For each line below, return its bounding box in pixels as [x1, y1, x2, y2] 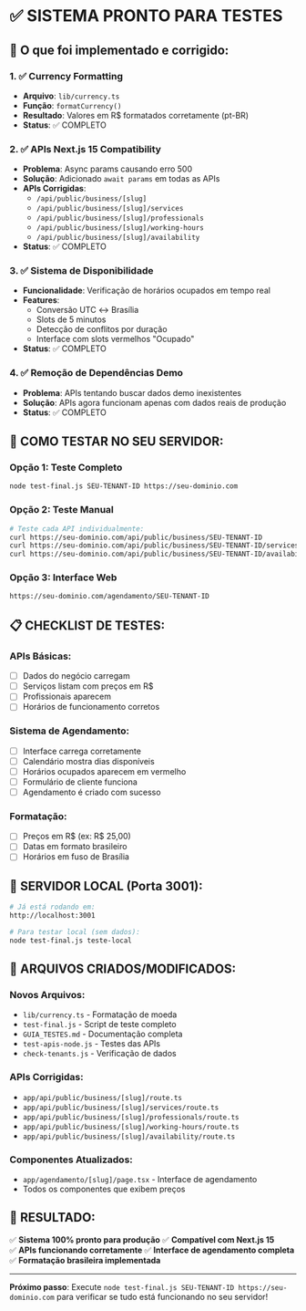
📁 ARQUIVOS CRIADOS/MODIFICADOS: [9, 962, 237, 977]
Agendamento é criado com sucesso [22, 786, 161, 797]
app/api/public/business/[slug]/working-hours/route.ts [22, 1122, 240, 1131]
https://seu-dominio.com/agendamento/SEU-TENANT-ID [9, 592, 209, 601]
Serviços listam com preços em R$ [22, 681, 154, 692]
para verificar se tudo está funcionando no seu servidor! [56, 1291, 269, 1302]
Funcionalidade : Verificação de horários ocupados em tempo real [22, 285, 271, 297]
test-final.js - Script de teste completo [22, 1019, 177, 1030]
